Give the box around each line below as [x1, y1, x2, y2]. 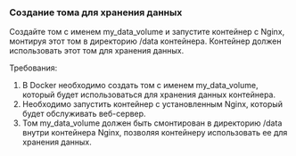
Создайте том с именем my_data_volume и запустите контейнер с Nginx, [9, 27, 285, 37]
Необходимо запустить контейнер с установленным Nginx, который [21, 99, 284, 110]
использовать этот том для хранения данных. [9, 45, 185, 56]
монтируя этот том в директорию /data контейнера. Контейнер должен [9, 36, 283, 46]
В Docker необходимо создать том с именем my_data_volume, [21, 80, 259, 91]
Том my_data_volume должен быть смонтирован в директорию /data [21, 118, 283, 128]
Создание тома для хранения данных [9, 6, 183, 19]
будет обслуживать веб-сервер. [21, 109, 146, 119]
